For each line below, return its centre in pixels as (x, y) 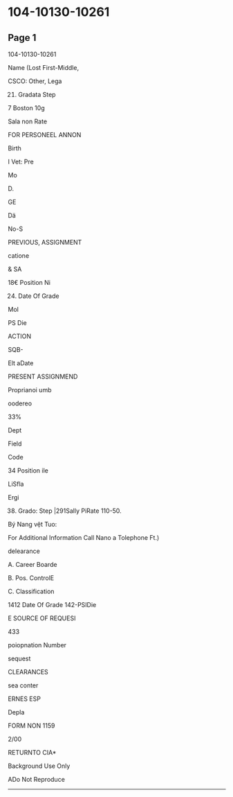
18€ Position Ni (29, 282)
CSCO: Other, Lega (35, 81)
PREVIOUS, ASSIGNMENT (45, 242)
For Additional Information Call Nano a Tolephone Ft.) (84, 537)
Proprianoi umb (30, 390)
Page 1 (22, 38)
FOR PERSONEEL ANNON (45, 135)
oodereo (20, 403)
